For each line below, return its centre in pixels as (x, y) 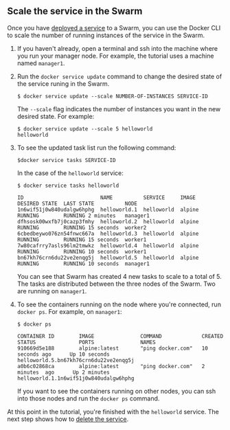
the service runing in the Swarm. (63, 83)
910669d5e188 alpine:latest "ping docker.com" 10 (112, 348)
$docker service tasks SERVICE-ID (66, 160)
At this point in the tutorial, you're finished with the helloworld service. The (113, 411)
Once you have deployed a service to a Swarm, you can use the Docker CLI (114, 27)
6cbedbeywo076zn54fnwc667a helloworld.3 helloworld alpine (108, 234)
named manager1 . (41, 63)
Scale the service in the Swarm (75, 11)
